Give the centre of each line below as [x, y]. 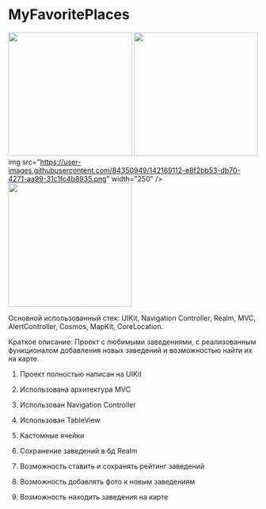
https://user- [61, 162]
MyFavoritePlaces [69, 15]
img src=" [25, 162]
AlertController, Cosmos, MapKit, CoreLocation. [86, 326]
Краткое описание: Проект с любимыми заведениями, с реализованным [132, 342]
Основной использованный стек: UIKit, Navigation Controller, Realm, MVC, [132, 318]
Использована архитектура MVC [75, 389]
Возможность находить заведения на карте [94, 496]
